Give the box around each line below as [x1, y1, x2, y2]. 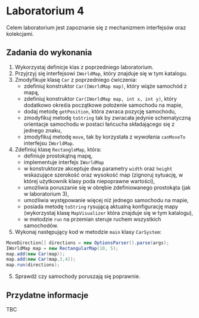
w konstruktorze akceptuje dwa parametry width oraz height [23, 165, 173, 172]
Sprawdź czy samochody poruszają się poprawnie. [14, 273, 141, 280]
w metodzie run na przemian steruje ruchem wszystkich [23, 215, 161, 223]
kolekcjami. [6, 30, 34, 37]
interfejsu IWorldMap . [23, 139, 74, 147]
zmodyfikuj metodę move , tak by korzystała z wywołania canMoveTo [23, 133, 186, 140]
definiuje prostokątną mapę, [23, 152, 93, 159]
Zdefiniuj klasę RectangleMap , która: [14, 146, 102, 153]
